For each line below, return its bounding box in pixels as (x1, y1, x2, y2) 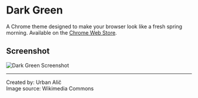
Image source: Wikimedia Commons (6, 85, 94, 92)
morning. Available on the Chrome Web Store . (6, 29, 117, 36)
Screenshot (6, 46, 50, 56)
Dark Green (6, 4, 63, 17)
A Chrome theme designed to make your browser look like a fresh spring (6, 23, 183, 30)
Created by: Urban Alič (6, 79, 62, 86)
